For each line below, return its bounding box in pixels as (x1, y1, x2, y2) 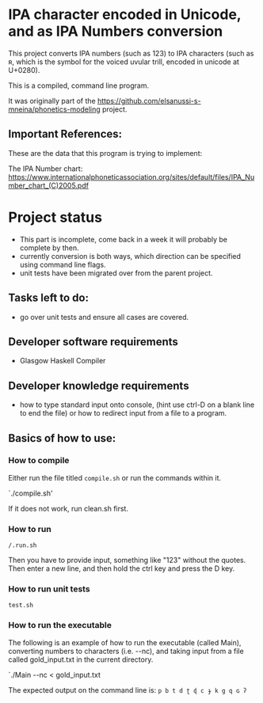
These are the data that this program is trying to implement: (8, 148, 203, 158)
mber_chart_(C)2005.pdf (8, 180, 90, 190)
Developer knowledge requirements (8, 378, 189, 393)
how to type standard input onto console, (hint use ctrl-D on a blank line (19, 400, 255, 409)
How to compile (8, 455, 70, 466)
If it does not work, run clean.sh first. (8, 503, 129, 513)
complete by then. (19, 243, 79, 253)
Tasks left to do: (8, 291, 90, 305)
